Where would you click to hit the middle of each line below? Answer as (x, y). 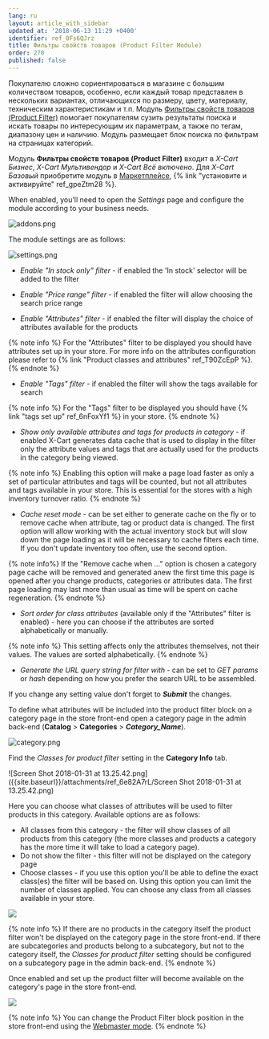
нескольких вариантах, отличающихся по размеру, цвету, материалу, (128, 100)
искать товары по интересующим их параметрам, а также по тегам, (126, 126)
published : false (37, 61)
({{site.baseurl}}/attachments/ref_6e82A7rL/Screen (93, 781)
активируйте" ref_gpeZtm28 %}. (63, 184)
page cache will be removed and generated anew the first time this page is (131, 572)
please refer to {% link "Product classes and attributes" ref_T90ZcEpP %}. (131, 359)
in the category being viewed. (69, 457)
